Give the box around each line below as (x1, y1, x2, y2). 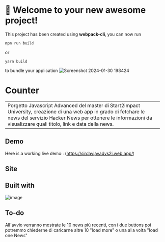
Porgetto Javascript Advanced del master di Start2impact (7, 102, 140, 109)
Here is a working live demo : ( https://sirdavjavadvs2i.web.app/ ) (5, 150, 135, 156)
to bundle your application (5, 68, 58, 73)
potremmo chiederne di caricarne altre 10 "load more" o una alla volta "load (5, 227, 158, 233)
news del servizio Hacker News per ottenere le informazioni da (7, 114, 152, 121)
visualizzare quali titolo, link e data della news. (7, 120, 114, 127)
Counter (5, 85, 39, 96)
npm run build (5, 40, 34, 46)
